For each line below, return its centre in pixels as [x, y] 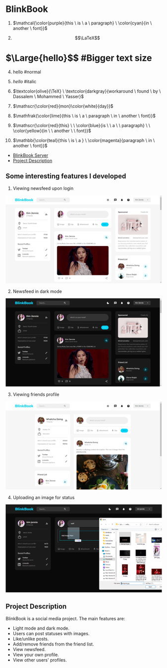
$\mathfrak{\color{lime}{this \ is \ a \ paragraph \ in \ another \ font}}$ [84, 116]
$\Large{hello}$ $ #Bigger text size [79, 58]
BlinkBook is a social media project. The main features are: [65, 618]
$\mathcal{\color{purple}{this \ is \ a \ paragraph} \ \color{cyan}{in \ [82, 23]
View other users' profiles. [40, 660]
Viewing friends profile [36, 394]
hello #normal [27, 72]
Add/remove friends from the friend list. [53, 644]
